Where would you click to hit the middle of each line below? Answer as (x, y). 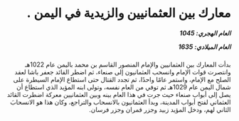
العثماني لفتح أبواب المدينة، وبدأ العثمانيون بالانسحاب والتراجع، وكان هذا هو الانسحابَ (120, 102)
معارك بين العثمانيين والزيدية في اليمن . (129, 13)
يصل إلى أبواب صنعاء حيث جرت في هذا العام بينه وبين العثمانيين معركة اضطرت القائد (119, 95)
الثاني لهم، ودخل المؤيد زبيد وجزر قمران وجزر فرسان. (160, 110)
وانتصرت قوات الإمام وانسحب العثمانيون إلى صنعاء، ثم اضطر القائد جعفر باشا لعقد (123, 72)
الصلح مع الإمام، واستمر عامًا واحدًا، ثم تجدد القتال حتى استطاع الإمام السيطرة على (122, 80)
